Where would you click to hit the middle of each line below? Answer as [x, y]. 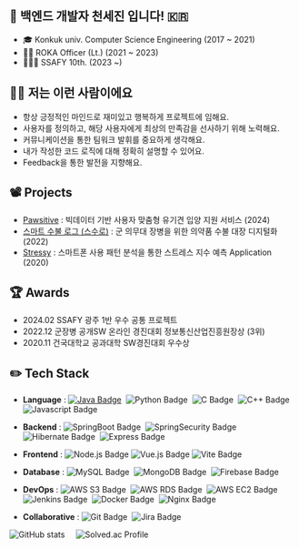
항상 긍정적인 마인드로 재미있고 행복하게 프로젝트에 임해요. [126, 117]
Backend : [42, 427]
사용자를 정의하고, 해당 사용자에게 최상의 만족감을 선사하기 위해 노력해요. [151, 128]
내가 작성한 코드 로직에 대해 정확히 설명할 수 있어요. [113, 151]
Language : [44, 400]
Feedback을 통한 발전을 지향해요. [82, 162]
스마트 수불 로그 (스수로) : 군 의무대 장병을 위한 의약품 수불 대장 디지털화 [150, 231]
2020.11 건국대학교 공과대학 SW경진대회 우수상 [106, 343]
